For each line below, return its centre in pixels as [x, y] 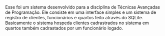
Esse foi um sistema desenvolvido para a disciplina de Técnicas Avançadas [82, 7]
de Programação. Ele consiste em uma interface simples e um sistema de [81, 12]
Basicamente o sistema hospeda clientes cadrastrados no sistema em [77, 23]
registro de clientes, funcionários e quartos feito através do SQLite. [74, 18]
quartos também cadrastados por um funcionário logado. [64, 28]
